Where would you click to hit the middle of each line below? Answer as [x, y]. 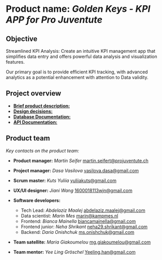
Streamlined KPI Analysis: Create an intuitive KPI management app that [81, 51]
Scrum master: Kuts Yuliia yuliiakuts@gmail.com [65, 181]
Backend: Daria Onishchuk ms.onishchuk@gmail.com [78, 232]
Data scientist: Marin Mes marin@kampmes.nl [69, 215]
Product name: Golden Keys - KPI [78, 9]
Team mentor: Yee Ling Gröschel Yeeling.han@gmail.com [74, 252]
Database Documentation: [42, 116]
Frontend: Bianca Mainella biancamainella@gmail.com [78, 221]
